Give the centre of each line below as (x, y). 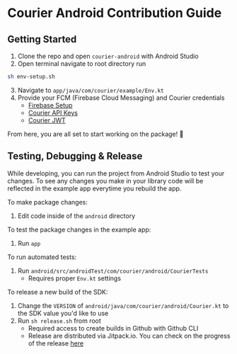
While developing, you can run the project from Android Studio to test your (116, 173)
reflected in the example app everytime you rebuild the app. (94, 188)
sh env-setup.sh (31, 76)
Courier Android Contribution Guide (115, 13)
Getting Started (42, 39)
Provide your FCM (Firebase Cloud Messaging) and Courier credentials (121, 98)
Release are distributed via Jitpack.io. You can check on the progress (129, 336)
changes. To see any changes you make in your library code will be (105, 181)
